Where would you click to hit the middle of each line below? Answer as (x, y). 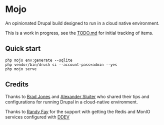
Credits (17, 85)
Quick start (23, 49)
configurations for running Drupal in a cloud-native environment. (72, 102)
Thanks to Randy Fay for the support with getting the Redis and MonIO (78, 111)
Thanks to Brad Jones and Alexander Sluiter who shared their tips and (77, 96)
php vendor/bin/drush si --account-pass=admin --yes (61, 65)
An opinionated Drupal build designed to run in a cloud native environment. (82, 23)
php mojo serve (21, 69)
